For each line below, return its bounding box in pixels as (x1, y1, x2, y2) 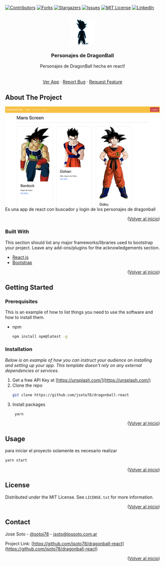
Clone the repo (12, 382, 43, 388)
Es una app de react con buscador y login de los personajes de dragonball (5, 206, 156, 212)
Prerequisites (5, 298, 38, 305)
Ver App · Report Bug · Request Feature (42, 79, 123, 85)
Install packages (12, 401, 46, 407)
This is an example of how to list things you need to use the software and (5, 309, 153, 315)
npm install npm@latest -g (12, 334, 68, 339)
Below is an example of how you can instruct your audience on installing (5, 357, 152, 363)
